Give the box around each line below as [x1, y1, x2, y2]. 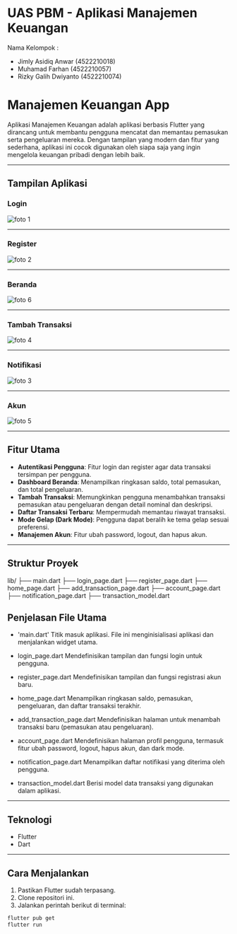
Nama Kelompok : [7, 43, 59, 52]
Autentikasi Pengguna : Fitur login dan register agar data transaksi [17, 462, 212, 471]
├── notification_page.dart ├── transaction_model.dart [7, 591, 170, 599]
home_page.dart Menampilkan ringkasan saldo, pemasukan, [17, 694, 193, 703]
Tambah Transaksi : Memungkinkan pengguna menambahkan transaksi [17, 492, 226, 501]
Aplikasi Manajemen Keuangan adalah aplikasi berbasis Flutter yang [7, 120, 205, 129]
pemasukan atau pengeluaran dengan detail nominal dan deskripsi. [17, 500, 213, 509]
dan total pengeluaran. [17, 485, 83, 493]
